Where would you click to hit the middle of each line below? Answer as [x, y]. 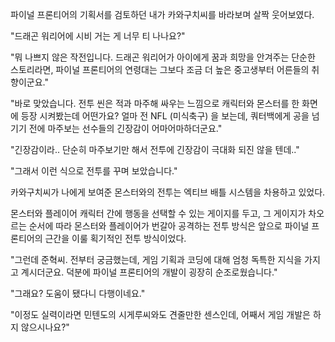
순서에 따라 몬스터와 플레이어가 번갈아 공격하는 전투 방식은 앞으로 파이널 [169, 226]
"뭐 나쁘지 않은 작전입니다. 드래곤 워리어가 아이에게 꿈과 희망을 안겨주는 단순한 [163, 57]
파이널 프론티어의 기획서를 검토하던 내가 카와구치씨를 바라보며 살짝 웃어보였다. [162, 14]
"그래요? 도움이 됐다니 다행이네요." [78, 293]
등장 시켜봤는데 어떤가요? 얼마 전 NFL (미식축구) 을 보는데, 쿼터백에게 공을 [165, 116]
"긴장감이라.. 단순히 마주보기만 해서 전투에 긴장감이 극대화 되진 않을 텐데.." [155, 149]
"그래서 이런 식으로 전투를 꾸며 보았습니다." [94, 171]
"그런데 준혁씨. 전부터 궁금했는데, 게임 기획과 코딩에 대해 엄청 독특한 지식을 [156, 259]
